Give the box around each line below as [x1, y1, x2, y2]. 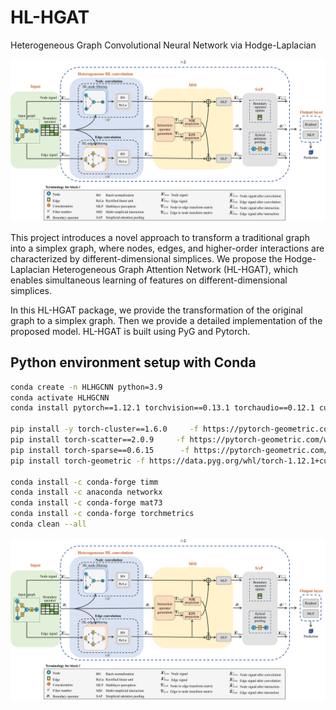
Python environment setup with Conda [10, 354, 257, 371]
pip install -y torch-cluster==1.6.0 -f [10, 424, 199, 435]
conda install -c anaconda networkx [10, 487, 163, 498]
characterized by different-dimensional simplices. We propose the [10, 252, 283, 265]
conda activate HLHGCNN [10, 392, 110, 403]
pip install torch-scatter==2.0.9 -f [10, 435, 186, 445]
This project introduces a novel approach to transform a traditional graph [10, 231, 310, 243]
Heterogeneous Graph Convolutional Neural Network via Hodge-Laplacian [10, 39, 317, 51]
